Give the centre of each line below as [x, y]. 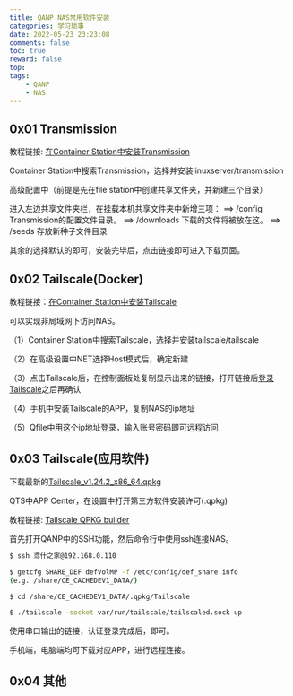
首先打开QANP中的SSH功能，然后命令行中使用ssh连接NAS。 [121, 538]
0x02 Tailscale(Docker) [76, 279]
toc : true [28, 51]
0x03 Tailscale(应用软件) [79, 458]
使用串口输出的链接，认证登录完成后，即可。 [92, 631]
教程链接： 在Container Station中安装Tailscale [93, 302]
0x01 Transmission [64, 129]
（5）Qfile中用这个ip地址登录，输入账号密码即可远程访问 [114, 428]
